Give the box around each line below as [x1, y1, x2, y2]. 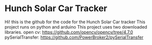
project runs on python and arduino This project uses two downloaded [4, 24, 148, 30]
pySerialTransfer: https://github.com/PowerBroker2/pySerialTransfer [4, 34, 144, 40]
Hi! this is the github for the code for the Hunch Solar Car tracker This [4, 19, 146, 25]
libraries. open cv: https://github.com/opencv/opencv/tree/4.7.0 [4, 29, 133, 35]
